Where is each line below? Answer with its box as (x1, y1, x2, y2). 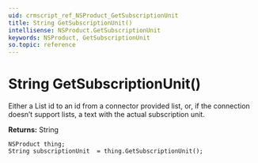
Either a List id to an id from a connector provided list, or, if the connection (8, 101, 251, 111)
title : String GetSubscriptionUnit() (8, 19, 133, 27)
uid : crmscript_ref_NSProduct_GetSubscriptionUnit (8, 11, 179, 20)
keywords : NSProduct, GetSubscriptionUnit (8, 33, 150, 42)
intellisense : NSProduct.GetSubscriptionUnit (8, 26, 161, 34)
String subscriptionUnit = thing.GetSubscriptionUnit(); (8, 147, 203, 155)
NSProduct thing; (8, 140, 66, 149)
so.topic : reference (8, 41, 77, 49)
